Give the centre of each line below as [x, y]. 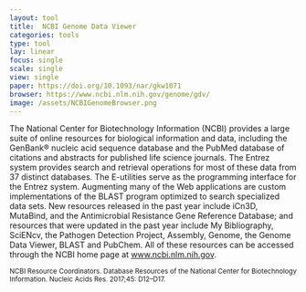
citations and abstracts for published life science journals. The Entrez [140, 158]
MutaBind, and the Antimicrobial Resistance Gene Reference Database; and [152, 216]
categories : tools [44, 35]
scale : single [37, 69]
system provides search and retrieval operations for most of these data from [153, 167]
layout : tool [34, 18]
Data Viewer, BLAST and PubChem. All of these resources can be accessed [152, 245]
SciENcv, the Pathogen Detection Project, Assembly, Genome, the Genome [150, 235]
